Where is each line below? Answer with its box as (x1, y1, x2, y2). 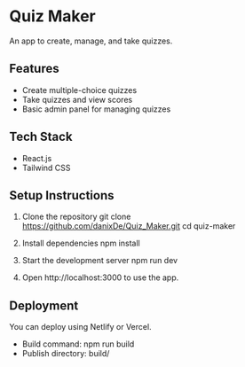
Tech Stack (9, 129, 73, 144)
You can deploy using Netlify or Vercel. (9, 322, 153, 332)
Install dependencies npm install (21, 238, 140, 249)
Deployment (9, 298, 79, 313)
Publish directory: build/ (21, 348, 110, 359)
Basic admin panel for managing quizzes (21, 104, 171, 114)
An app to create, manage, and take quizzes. (9, 35, 173, 46)
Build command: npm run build (21, 339, 135, 349)
